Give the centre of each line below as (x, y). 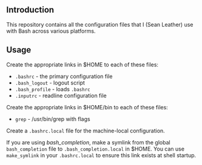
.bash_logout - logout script (50, 82)
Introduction (30, 10)
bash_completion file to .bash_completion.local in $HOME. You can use (96, 149)
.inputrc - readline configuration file (61, 95)
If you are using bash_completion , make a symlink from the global (89, 142)
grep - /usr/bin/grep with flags (52, 119)
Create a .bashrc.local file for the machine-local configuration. (86, 131)
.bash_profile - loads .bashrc (52, 89)
